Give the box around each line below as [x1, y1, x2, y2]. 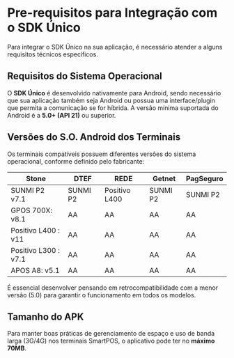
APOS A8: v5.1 [10, 265, 61, 275]
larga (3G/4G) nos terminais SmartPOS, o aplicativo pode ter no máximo [7, 336, 215, 345]
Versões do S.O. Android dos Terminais [7, 131, 181, 143]
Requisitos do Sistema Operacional [7, 70, 162, 82]
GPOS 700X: [10, 205, 53, 215]
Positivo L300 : [10, 245, 61, 255]
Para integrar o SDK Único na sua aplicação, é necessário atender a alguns [7, 42, 223, 51]
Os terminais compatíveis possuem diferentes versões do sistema [7, 150, 196, 158]
